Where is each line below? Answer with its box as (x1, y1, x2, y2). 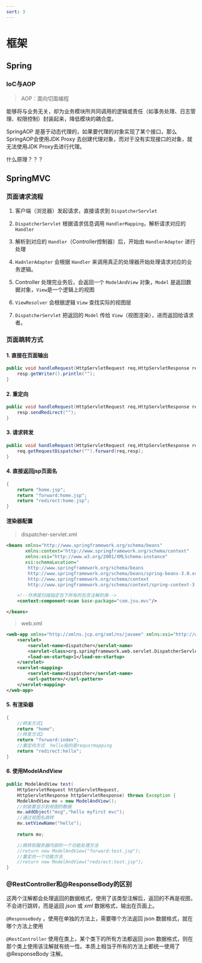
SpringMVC (6, 173, 51, 183)
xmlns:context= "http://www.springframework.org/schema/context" (25, 548, 189, 554)
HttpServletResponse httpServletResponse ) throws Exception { (17, 792, 176, 798)
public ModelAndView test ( (6, 782, 74, 788)
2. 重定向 (6, 390, 29, 397)
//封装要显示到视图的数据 (17, 803, 72, 810)
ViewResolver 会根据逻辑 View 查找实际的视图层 (14, 299, 132, 306)
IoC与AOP (6, 80, 36, 88)
